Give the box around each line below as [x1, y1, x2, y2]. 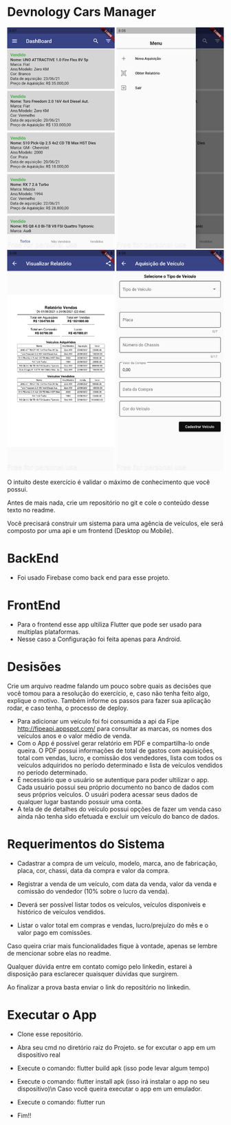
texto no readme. [7, 506, 56, 514]
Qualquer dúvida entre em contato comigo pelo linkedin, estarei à [7, 962, 192, 971]
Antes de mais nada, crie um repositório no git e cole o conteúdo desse [7, 498, 210, 507]
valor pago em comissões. [16, 928, 93, 936]
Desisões [7, 659, 62, 675]
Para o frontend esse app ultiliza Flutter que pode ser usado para [16, 620, 202, 629]
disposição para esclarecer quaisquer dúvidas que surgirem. [7, 969, 179, 978]
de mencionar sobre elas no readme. [7, 949, 111, 957]
